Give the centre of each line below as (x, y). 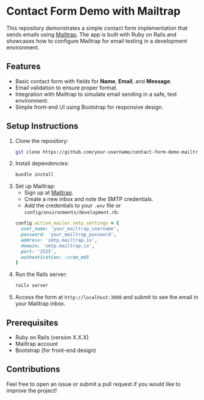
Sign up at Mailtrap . (49, 193)
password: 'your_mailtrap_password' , (69, 235)
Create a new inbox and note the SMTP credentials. (89, 199)
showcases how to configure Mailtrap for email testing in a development (97, 41)
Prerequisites (32, 322)
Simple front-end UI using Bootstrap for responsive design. (89, 107)
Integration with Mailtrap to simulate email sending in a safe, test (96, 94)
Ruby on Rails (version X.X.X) (52, 337)
